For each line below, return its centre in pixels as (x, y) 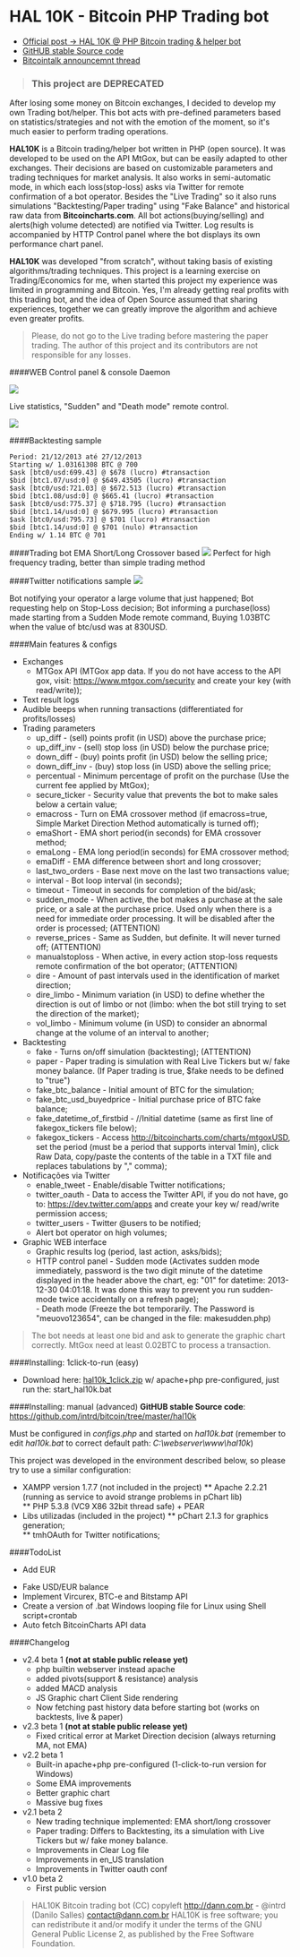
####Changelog (39, 1643)
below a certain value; (77, 804)
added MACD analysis (77, 1688)
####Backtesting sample (56, 441)
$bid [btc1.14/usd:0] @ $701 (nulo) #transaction (104, 528)
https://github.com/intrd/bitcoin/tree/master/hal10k (103, 1416)
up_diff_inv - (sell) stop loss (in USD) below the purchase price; (152, 747)
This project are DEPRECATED (98, 83)
